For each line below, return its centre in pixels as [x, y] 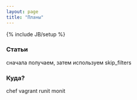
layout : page [22, 12]
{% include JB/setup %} [36, 34]
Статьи [17, 49]
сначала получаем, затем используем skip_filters [69, 62]
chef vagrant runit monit [36, 91]
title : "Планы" [25, 17]
